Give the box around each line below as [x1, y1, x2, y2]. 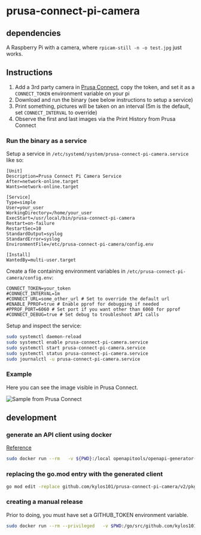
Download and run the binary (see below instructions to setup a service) [14, 96, 193, 103]
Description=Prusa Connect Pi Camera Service [6, 174, 121, 180]
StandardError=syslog [6, 236, 60, 242]
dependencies [6, 28, 61, 38]
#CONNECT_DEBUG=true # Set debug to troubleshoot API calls [6, 312, 160, 318]
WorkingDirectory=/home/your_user [6, 210, 93, 216]
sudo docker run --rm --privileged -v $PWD [6, 522, 121, 529]
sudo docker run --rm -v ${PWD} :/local [6, 456, 111, 462]
